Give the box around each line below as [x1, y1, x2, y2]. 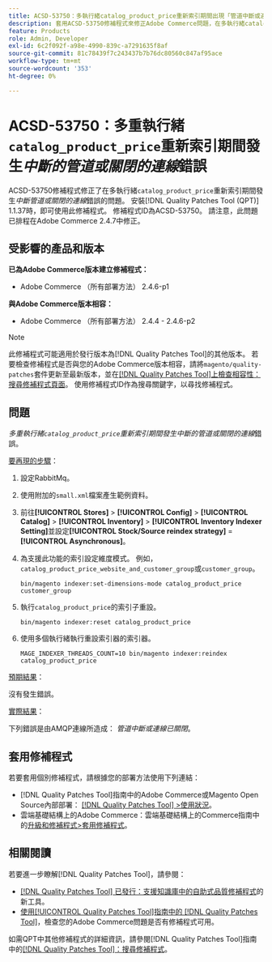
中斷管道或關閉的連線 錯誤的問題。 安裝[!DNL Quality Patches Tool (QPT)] [15, 195, 259, 205]
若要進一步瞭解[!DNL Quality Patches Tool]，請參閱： [8, 869, 186, 879]
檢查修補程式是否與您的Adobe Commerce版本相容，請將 [15, 360, 204, 369]
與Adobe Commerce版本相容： [8, 299, 113, 309]
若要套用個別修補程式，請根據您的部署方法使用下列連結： [8, 773, 200, 782]
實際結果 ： [8, 706, 45, 717]
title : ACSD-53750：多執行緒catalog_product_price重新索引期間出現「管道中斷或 [8, 11, 261, 20]
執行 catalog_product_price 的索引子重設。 [19, 602, 161, 612]
